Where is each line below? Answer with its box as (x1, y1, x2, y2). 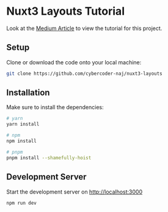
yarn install (6, 121, 40, 127)
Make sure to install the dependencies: (6, 104, 104, 111)
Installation (6, 88, 50, 98)
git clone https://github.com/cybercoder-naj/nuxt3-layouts (6, 70, 163, 77)
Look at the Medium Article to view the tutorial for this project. (6, 25, 163, 32)
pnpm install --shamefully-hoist (6, 154, 92, 161)
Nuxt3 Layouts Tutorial (6, 4, 125, 18)
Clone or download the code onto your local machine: (6, 58, 142, 66)
